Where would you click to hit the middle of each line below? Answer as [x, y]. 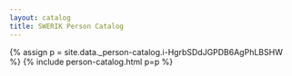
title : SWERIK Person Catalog [67, 26]
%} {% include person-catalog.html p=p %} [91, 62]
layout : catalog [40, 18]
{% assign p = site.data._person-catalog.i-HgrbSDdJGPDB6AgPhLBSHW [146, 52]
